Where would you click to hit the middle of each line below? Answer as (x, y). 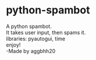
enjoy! (13, 45)
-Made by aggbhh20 (31, 51)
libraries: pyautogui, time (36, 38)
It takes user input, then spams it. (46, 32)
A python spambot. (29, 26)
